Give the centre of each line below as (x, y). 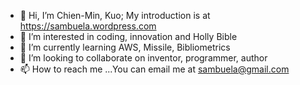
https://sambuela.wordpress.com (88, 26)
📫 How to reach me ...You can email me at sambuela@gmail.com (154, 69)
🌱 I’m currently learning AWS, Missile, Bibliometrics (125, 47)
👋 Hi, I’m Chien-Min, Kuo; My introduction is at (115, 15)
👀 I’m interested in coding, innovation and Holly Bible (128, 36)
